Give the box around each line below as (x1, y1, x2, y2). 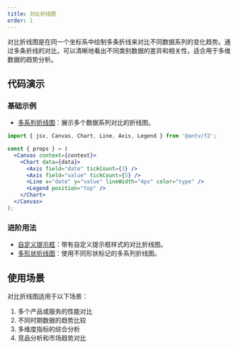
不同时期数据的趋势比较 (17, 316, 86, 324)
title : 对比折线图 (7, 10, 57, 18)
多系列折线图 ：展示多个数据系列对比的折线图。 (17, 118, 154, 127)
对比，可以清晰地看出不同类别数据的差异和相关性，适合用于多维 (44, 46, 231, 55)
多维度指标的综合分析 (17, 324, 80, 333)
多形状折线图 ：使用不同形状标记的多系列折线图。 (17, 249, 161, 257)
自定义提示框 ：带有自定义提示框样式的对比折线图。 (17, 240, 167, 249)
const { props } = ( (7, 145, 69, 153)
